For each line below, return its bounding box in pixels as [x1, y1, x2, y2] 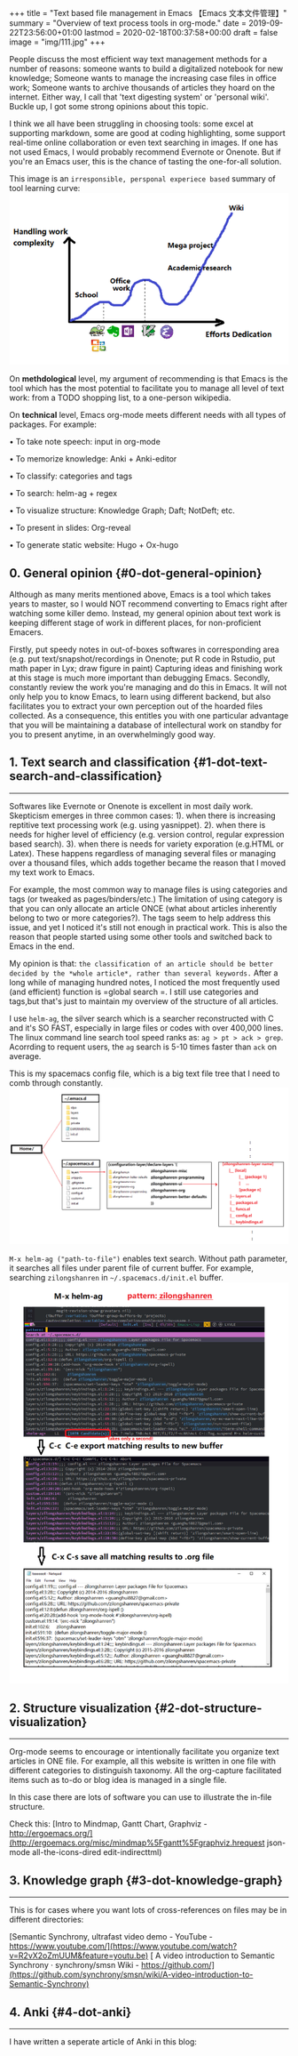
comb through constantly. [9, 1077, 104, 1088]
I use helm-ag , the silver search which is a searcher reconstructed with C [9, 1013, 274, 1024]
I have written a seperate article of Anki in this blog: [9, 2036, 198, 2047]
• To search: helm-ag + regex [9, 488, 118, 499]
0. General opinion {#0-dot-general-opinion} [9, 566, 263, 581]
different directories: [9, 1915, 84, 1925]
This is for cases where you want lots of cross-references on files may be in [9, 1905, 287, 1915]
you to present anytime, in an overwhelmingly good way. [9, 729, 216, 740]
